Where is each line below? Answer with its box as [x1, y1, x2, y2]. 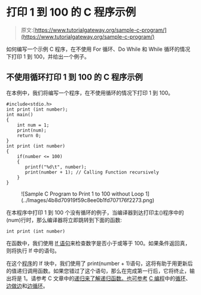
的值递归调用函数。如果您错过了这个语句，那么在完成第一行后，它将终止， [6, 267, 190, 274]
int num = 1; [17, 122, 50, 128]
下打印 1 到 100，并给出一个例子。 [6, 53, 90, 60]
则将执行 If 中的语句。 [6, 247, 60, 254]
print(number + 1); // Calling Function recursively [25, 169, 160, 175]
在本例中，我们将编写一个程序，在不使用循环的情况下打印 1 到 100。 [6, 89, 173, 96]
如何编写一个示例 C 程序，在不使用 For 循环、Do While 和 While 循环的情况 [6, 45, 190, 53]
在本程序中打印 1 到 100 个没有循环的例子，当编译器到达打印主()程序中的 [6, 209, 184, 216]
